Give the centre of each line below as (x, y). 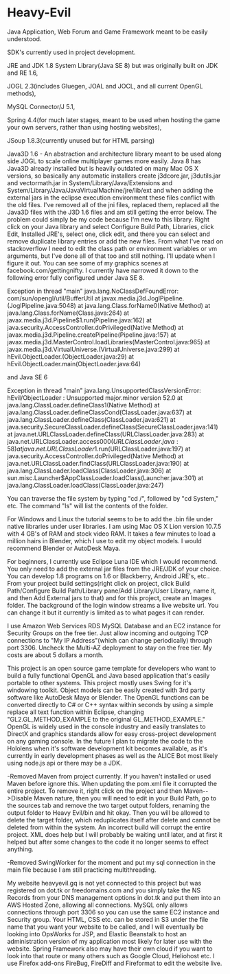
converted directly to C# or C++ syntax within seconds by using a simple (110, 704)
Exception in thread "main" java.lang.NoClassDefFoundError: (93, 291)
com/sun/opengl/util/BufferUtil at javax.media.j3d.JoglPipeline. (96, 298)
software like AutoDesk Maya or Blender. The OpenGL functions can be (108, 697)
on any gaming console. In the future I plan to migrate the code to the (105, 741)
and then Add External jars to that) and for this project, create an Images (109, 597)
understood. (24, 38)
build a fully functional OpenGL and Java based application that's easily (108, 675)
